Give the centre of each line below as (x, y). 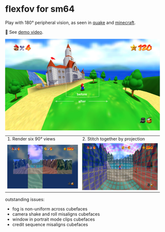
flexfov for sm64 (40, 9)
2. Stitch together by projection (114, 139)
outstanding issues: (25, 199)
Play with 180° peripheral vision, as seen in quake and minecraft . (70, 23)
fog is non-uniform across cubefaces (50, 209)
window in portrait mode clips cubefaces (54, 219)
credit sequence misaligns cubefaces (50, 224)
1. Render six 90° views (31, 139)
